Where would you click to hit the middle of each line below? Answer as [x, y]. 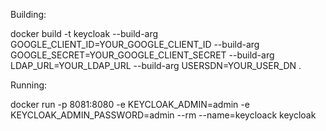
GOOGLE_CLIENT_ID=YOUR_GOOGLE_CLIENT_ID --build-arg [135, 44]
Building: [28, 14]
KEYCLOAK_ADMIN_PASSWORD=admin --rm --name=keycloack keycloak [163, 115]
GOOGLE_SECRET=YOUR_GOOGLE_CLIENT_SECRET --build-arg [142, 55]
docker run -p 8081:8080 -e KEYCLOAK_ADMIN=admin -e [130, 104]
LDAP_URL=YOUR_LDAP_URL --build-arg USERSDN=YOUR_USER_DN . [156, 65]
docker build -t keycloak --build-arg [84, 33]
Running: [29, 85]
